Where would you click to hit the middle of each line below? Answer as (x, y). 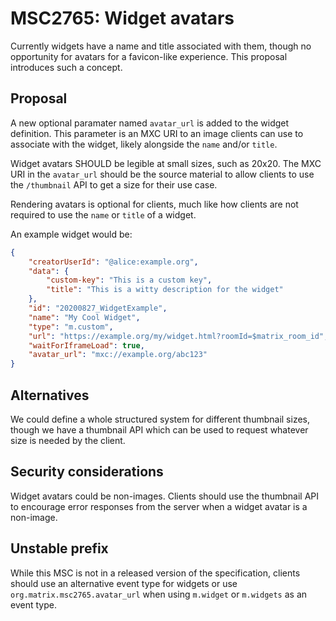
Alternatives (50, 395)
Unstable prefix (59, 548)
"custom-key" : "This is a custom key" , (129, 280)
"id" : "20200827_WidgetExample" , (98, 308)
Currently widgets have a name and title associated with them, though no (161, 46)
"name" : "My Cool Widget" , (84, 317)
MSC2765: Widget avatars (122, 18)
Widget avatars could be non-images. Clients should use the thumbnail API (165, 496)
